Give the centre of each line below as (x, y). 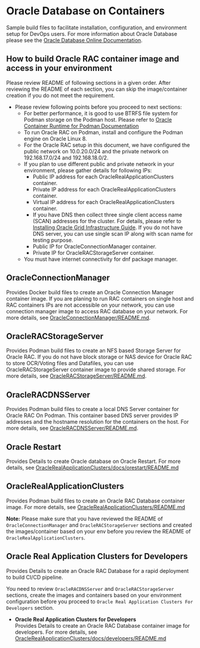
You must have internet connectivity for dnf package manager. (101, 259)
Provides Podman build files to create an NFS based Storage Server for (93, 351)
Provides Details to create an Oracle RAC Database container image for (102, 625)
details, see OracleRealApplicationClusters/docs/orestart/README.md (93, 468)
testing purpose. (53, 240)
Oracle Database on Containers (86, 11)
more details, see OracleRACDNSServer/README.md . (72, 428)
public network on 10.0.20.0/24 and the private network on (96, 151)
